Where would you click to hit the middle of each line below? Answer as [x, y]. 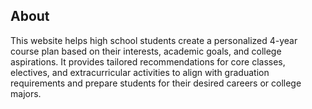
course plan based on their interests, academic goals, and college [146, 51]
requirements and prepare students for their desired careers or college [156, 83]
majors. [26, 93]
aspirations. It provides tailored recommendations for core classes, [148, 61]
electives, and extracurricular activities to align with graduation [140, 72]
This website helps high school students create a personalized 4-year [154, 40]
